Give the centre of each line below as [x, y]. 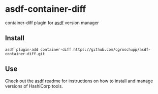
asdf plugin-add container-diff [38, 49]
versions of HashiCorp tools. [34, 86]
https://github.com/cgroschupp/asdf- [112, 49]
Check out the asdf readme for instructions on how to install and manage [79, 81]
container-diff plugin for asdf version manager [52, 23]
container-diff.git [25, 54]
